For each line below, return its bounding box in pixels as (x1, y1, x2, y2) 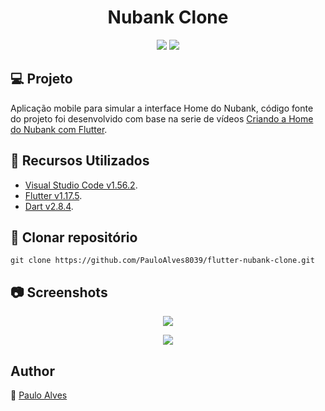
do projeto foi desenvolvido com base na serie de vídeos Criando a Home (10, 112, 314, 125)
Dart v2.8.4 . (24, 200, 74, 212)
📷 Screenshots (10, 284, 108, 301)
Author (10, 362, 55, 380)
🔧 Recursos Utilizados (10, 152, 150, 170)
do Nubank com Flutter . (10, 123, 108, 135)
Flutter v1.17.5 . (24, 189, 83, 201)
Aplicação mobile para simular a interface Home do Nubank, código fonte (10, 102, 314, 114)
